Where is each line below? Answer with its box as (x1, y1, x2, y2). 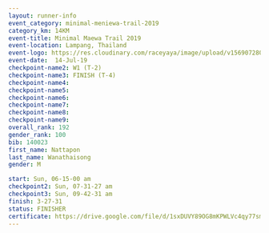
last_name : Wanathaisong (8, 153, 91, 161)
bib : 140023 (8, 138, 48, 147)
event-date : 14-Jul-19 (8, 57, 88, 65)
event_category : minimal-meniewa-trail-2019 (8, 19, 159, 27)
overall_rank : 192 (8, 123, 70, 131)
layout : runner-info (8, 11, 78, 20)
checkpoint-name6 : (8, 94, 70, 102)
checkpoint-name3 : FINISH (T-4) (8, 71, 116, 79)
